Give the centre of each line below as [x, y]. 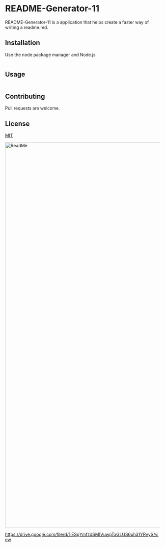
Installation [23, 43]
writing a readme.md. [27, 27]
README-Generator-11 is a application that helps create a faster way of [77, 22]
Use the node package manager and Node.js [50, 55]
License [17, 123]
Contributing [25, 96]
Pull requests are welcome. [32, 108]
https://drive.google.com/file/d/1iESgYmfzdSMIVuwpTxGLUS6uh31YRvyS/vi [82, 534]
